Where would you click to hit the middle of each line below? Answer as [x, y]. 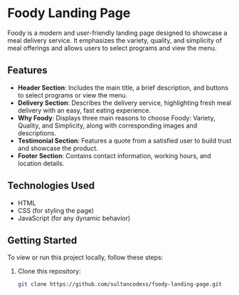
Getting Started [42, 240]
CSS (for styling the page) [56, 210]
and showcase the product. [58, 148]
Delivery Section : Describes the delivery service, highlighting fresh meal [124, 103]
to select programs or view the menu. [73, 95]
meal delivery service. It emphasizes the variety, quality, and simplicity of [115, 40]
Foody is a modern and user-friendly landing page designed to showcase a [117, 33]
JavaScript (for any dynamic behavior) [74, 218]
